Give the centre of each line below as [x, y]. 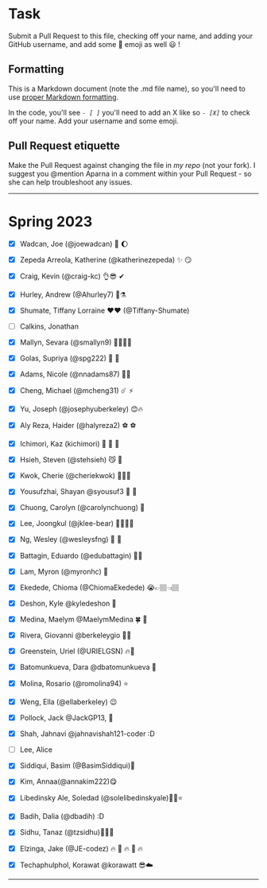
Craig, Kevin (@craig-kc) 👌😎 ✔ [72, 276]
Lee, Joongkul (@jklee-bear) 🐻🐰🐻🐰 [77, 524]
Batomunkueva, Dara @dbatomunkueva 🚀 [88, 667]
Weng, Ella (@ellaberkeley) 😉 [68, 702]
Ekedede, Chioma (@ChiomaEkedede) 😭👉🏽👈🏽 [99, 587]
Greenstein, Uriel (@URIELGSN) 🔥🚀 [77, 651]
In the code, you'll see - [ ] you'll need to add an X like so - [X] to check [129, 112]
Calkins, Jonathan [49, 326]
